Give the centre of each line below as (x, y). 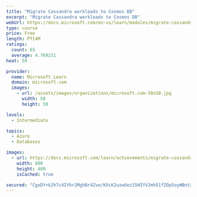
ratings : (17, 45)
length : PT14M (23, 39)
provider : (18, 71)
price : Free (21, 34)
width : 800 (30, 163)
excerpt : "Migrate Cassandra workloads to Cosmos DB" (73, 17)
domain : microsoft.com (39, 82)
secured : (17, 185)
